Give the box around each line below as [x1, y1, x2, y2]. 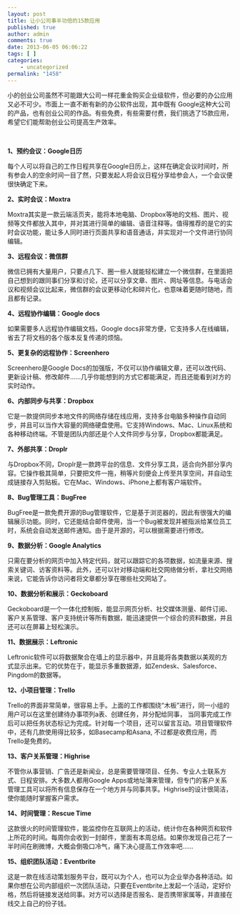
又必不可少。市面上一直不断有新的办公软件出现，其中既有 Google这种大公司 [7, 99, 231, 108]
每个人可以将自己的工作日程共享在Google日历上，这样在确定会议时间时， [7, 161, 223, 170]
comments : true [7, 37, 53, 44]
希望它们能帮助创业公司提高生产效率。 [7, 117, 120, 126]
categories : [7, 57, 43, 64]
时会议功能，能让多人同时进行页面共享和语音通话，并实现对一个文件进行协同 [7, 228, 233, 236]
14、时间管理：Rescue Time [7, 808, 91, 818]
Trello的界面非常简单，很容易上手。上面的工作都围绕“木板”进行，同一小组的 [7, 700, 230, 709]
